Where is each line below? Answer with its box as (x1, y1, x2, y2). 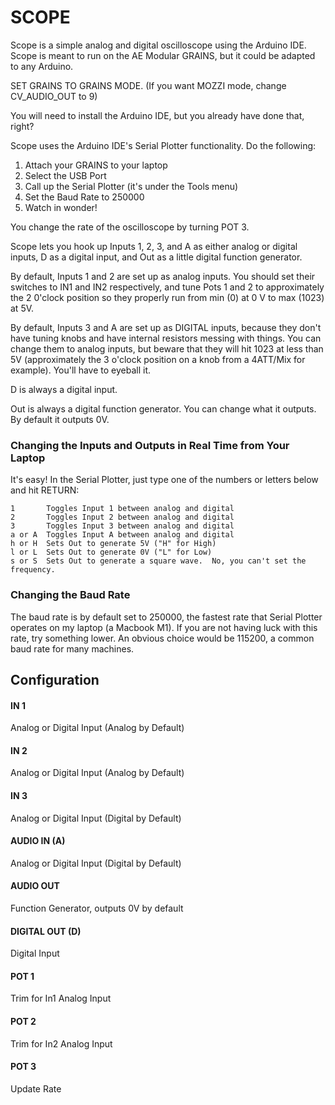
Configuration (10, 671, 100, 688)
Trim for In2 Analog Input (10, 1037, 113, 1050)
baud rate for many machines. (10, 642, 135, 655)
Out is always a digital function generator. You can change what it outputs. (10, 402, 317, 415)
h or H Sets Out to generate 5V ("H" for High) (10, 539, 217, 549)
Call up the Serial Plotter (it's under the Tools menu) (24, 180, 239, 192)
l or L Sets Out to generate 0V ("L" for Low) (10, 547, 213, 558)
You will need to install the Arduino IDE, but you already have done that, (10, 109, 305, 121)
